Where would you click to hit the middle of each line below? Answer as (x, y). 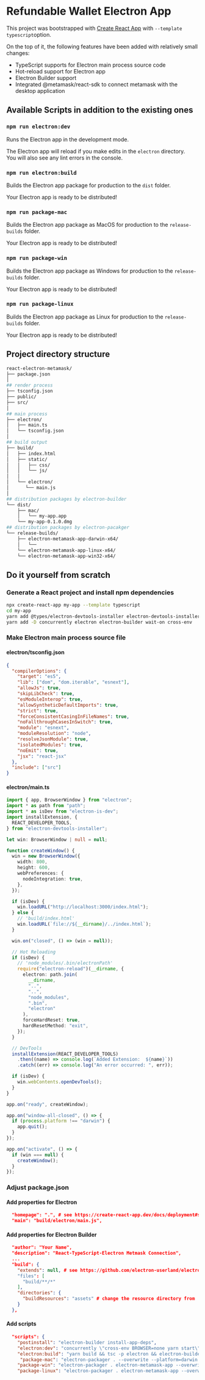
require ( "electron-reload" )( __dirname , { (70, 969)
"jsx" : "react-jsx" (42, 756)
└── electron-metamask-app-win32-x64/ (67, 556)
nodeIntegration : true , (53, 879)
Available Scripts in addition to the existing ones (100, 110)
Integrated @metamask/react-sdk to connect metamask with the (96, 84)
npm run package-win (37, 258)
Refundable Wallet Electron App (89, 11)
